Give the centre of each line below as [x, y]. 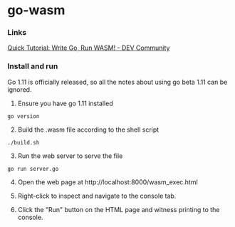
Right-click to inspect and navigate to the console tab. [97, 196]
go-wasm [36, 10]
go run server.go [33, 169]
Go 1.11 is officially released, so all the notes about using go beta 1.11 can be [117, 82]
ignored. [20, 89]
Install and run [33, 66]
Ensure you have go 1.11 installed [65, 103]
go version [23, 116]
